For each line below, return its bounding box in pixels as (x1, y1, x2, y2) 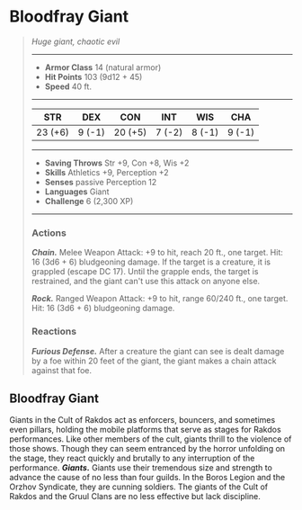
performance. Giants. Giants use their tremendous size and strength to (9, 462, 272, 473)
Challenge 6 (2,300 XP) (44, 195, 134, 206)
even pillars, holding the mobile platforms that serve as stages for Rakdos (9, 425, 281, 435)
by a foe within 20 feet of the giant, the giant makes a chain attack (31, 355, 277, 366)
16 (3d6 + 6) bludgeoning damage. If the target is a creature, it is (31, 256, 271, 267)
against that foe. (31, 364, 93, 375)
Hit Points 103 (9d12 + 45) (44, 71, 143, 82)
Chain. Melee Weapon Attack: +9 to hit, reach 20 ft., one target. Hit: (31, 247, 283, 258)
